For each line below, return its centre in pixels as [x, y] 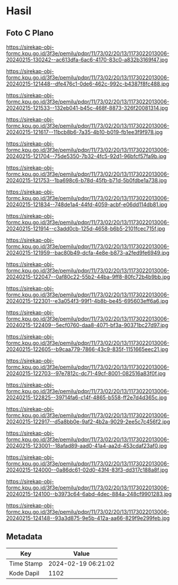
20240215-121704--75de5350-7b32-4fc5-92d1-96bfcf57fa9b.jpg [86, 156]
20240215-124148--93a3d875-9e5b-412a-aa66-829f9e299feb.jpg [88, 518]
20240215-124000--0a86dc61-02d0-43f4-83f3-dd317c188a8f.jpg [87, 470]
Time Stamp [26, 564]
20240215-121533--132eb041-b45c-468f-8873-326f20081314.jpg [87, 108]
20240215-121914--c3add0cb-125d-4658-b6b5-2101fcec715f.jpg [86, 229]
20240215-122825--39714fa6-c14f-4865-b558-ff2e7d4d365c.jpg [87, 397]
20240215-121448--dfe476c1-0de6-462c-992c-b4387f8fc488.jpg [88, 84]
